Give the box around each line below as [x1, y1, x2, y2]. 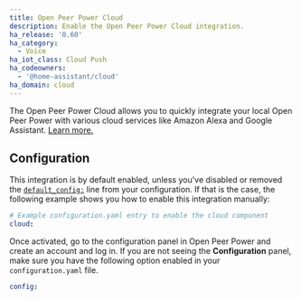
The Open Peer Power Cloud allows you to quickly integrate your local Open [9, 105, 293, 116]
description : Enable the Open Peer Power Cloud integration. [9, 22, 245, 31]
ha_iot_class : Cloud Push [9, 55, 107, 64]
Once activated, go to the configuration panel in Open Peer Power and [9, 236, 271, 247]
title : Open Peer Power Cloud [9, 13, 124, 23]
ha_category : [9, 38, 59, 48]
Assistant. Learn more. [9, 124, 94, 136]
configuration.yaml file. [9, 265, 99, 276]
